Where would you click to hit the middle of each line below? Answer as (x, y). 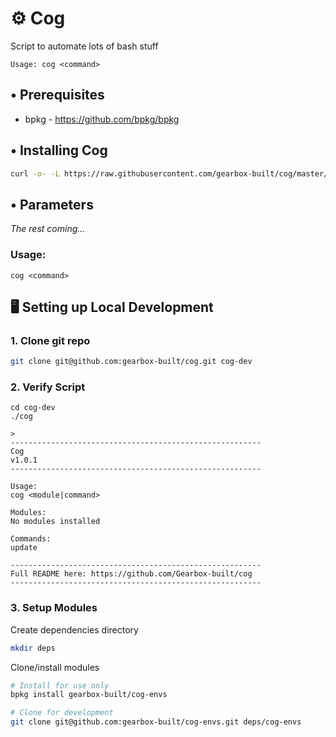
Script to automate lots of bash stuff (84, 46)
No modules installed (55, 522)
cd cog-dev (33, 408)
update (24, 548)
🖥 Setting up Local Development (112, 307)
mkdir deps (33, 648)
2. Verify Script (48, 387)
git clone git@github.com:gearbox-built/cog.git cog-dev (131, 362)
